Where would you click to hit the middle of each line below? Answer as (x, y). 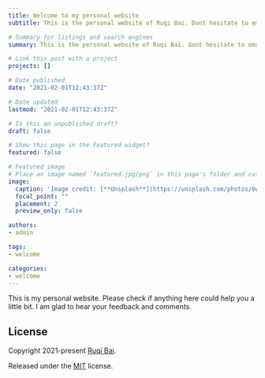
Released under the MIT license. (61, 366)
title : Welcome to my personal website (74, 15)
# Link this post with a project (63, 59)
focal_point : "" (42, 196)
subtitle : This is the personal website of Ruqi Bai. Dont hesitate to (128, 23)
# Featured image (37, 167)
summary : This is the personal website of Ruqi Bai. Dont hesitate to (127, 44)
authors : (22, 225)
